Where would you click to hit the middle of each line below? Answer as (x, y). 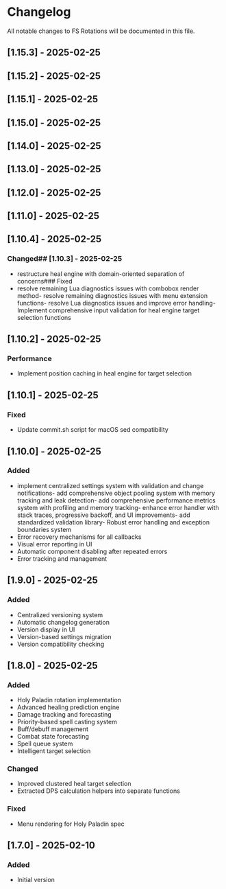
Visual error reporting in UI (54, 544)
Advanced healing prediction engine (68, 707)
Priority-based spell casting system (67, 722)
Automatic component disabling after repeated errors (92, 551)
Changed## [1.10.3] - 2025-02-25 (65, 259)
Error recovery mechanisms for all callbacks (79, 537)
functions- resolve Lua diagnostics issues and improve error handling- (116, 303)
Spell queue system (45, 744)
